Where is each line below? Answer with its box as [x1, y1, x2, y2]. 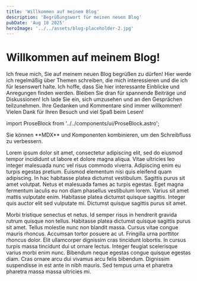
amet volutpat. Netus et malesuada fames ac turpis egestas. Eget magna [6, 181, 184, 188]
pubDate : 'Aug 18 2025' [6, 20, 65, 26]
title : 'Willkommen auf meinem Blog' [6, 8, 100, 15]
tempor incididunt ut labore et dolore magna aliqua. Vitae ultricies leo [6, 156, 175, 163]
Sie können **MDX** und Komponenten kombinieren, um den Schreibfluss [6, 131, 192, 138]
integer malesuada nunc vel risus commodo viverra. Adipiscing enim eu [6, 162, 181, 169]
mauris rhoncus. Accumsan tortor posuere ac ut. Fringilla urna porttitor [6, 230, 179, 238]
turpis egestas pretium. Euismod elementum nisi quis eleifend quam [6, 168, 172, 175]
